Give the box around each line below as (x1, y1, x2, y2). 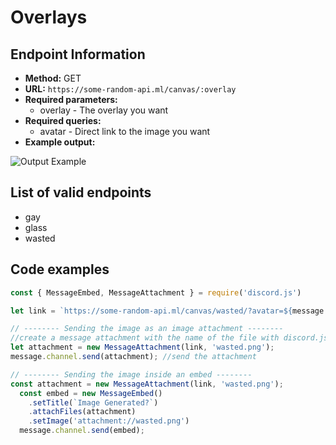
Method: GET (24, 72, 82, 84)
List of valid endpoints (10, 184, 152, 201)
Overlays (10, 6, 88, 29)
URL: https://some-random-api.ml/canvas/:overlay (24, 83, 237, 95)
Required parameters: (24, 94, 118, 105)
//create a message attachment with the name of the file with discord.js (10, 333, 329, 343)
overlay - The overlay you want (39, 104, 169, 116)
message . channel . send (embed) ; (19, 426, 145, 436)
